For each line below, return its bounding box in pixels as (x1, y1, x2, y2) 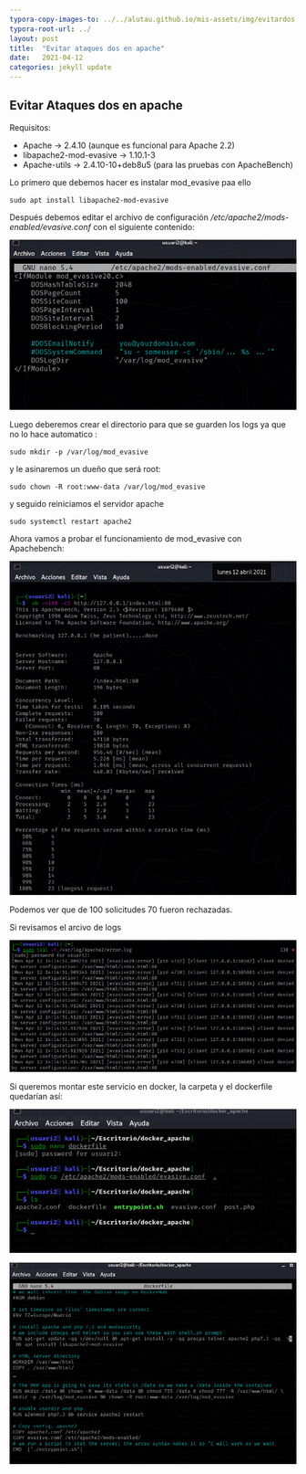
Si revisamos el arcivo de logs (9, 922, 121, 933)
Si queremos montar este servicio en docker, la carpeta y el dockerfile (9, 1081, 273, 1092)
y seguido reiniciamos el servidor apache (9, 499, 164, 510)
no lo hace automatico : (9, 429, 97, 440)
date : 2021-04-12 (9, 53, 84, 63)
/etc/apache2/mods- (210, 211, 290, 223)
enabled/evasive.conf (9, 221, 91, 232)
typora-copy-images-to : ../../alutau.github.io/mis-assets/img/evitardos (9, 15, 296, 24)
